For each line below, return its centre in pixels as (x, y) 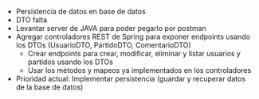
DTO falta (31, 20)
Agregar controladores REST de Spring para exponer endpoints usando (133, 36)
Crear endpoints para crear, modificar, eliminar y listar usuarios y (134, 53)
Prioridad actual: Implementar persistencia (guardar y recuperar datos (130, 79)
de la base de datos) (49, 87)
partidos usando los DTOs (71, 62)
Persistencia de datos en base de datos (80, 11)
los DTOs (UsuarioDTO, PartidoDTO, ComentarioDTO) (103, 45)
